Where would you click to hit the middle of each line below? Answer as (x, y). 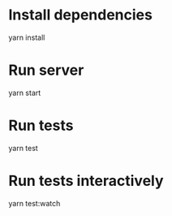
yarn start (25, 93)
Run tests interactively (86, 181)
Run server (46, 70)
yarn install (27, 37)
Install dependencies (80, 15)
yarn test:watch (34, 203)
